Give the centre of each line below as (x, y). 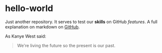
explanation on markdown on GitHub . (42, 26)
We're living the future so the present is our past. (66, 45)
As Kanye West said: (26, 36)
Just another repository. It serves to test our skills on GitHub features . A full (81, 22)
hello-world (29, 8)
